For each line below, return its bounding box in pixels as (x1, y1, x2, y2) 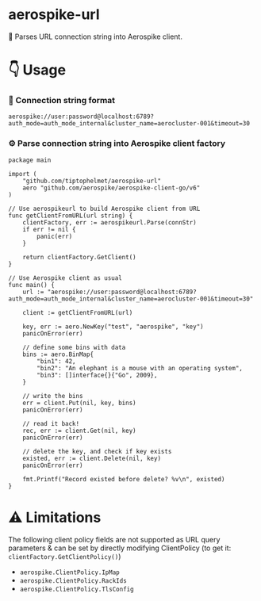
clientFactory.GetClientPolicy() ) (8, 551, 121, 561)
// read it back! (22, 419, 80, 427)
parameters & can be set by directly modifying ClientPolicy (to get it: (8, 543, 232, 553)
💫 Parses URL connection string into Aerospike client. (8, 32, 182, 41)
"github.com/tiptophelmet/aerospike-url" (22, 177, 161, 185)
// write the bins (22, 392, 83, 400)
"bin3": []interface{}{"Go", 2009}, (36, 371, 158, 379)
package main (8, 156, 52, 164)
